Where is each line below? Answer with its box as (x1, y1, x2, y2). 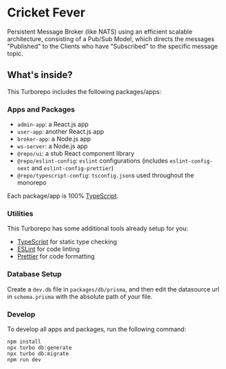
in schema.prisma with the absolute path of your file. (7, 292, 153, 300)
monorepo (16, 178, 47, 187)
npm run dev (7, 356, 41, 363)
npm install (7, 338, 41, 345)
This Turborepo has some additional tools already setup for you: (7, 224, 189, 233)
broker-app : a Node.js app (16, 135, 91, 143)
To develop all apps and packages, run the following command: (7, 324, 187, 333)
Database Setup (7, 270, 62, 279)
